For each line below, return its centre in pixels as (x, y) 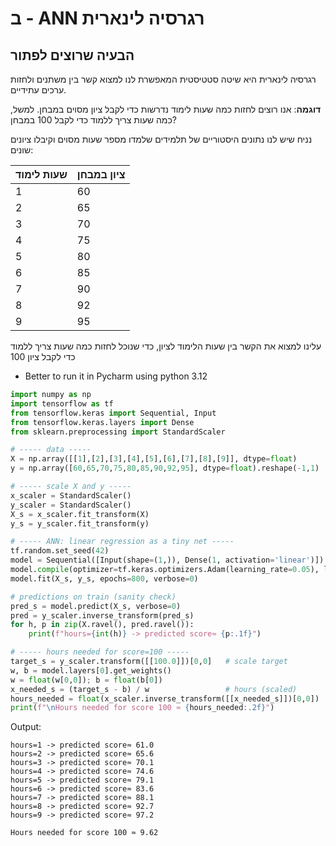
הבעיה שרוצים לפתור (72, 55)
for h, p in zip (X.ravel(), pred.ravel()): (102, 625)
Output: (26, 727)
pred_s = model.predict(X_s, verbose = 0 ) (96, 606)
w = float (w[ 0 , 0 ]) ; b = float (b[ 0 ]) (86, 680)
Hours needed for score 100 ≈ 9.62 (84, 833)
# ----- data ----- (51, 450)
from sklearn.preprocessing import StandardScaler (118, 432)
